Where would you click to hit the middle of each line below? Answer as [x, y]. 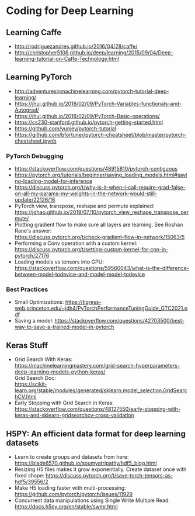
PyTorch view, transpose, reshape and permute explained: [84, 206]
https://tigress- [83, 302]
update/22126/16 [35, 200]
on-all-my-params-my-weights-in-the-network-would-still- [86, 193]
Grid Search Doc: [35, 378]
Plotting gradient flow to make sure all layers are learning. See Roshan [99, 225]
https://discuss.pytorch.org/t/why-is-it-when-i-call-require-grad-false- [100, 188]
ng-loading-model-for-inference [53, 181]
